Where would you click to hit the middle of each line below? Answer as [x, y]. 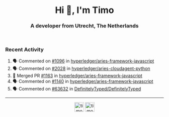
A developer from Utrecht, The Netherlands [84, 26]
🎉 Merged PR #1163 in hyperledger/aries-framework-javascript [77, 75]
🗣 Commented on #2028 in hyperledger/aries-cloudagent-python [81, 68]
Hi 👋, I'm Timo [84, 10]
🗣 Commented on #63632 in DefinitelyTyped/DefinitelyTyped [77, 88]
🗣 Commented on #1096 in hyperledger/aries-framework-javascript [83, 61]
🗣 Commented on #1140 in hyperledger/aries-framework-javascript [83, 81]
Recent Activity [25, 49]
